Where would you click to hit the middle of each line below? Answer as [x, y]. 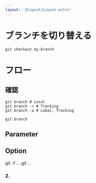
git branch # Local [25, 102]
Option [16, 151]
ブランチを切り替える [48, 36]
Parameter [22, 134]
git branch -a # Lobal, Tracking [40, 110]
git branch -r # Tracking [32, 106]
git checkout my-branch [30, 49]
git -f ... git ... [18, 163]
